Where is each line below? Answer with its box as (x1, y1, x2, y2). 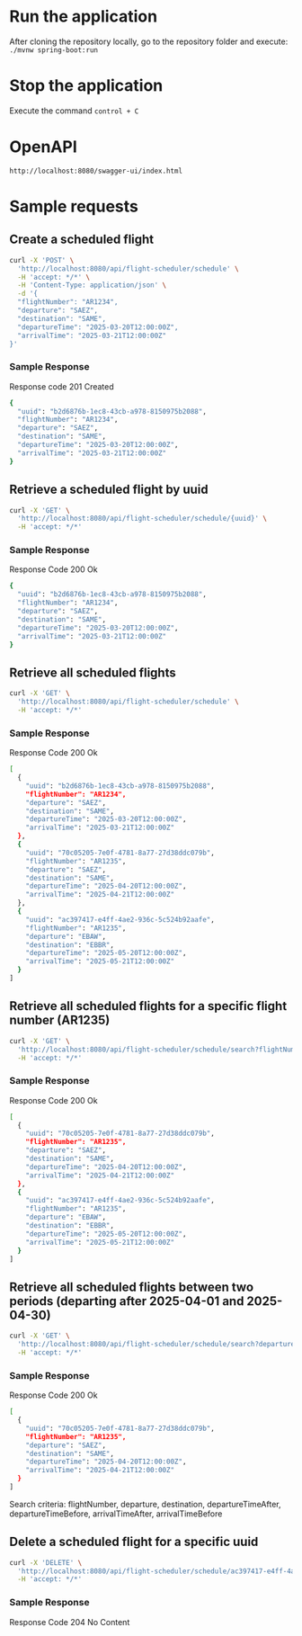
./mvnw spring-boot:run (9, 45, 99, 55)
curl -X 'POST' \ (9, 255, 75, 264)
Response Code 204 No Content (9, 1616, 130, 1627)
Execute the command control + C (9, 105, 139, 116)
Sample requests (9, 196, 139, 217)
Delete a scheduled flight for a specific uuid (9, 1534, 259, 1550)
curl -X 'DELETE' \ (9, 1558, 83, 1567)
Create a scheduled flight (9, 232, 155, 247)
